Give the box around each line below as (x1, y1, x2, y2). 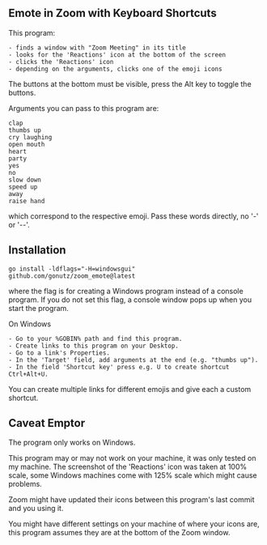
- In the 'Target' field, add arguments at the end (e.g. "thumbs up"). (8, 356, 259, 364)
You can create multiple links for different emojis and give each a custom (8, 384, 252, 394)
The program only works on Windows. (8, 437, 136, 448)
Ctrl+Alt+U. (8, 370, 49, 378)
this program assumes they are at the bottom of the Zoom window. (8, 528, 231, 538)
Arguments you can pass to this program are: (8, 103, 159, 113)
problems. (8, 479, 42, 489)
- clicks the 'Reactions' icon (8, 57, 114, 66)
